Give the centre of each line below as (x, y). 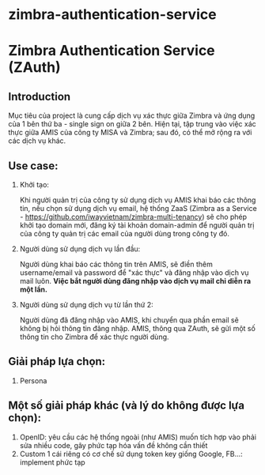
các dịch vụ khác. (37, 141)
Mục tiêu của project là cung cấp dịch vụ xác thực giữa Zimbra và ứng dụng (132, 115)
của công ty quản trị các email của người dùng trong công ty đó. (125, 234)
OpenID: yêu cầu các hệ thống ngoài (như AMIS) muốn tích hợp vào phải (138, 437)
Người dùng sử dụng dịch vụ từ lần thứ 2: (87, 305)
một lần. (33, 289)
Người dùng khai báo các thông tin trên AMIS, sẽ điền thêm (116, 264)
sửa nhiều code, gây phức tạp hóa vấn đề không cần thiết (114, 445)
